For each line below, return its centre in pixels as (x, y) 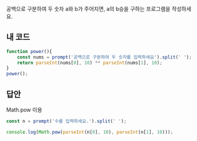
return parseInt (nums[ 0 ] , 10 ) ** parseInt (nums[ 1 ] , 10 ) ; (90, 63)
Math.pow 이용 (24, 110)
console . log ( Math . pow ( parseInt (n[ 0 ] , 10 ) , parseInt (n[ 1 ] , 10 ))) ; (90, 132)
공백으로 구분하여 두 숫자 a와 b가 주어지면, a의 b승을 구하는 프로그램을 (88, 9)
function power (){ (29, 51)
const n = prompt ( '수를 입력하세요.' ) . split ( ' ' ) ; (67, 121)
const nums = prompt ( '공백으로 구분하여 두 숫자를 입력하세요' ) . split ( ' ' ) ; (105, 57)
